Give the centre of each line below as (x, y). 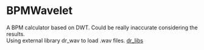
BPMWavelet (40, 11)
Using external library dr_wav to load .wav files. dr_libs (75, 40)
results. (16, 34)
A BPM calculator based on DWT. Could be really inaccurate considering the (102, 27)
